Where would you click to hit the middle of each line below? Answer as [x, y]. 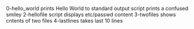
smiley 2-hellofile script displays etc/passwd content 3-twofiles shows [91, 14]
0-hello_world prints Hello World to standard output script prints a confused [97, 8]
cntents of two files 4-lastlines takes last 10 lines [65, 21]
